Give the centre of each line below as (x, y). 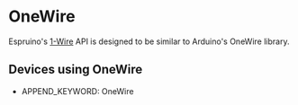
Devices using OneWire (76, 70)
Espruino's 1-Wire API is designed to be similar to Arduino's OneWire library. (149, 41)
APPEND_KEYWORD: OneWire (77, 91)
